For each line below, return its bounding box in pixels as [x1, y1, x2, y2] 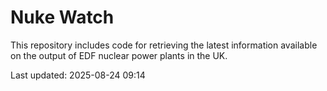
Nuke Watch [10, 6, 115, 29]
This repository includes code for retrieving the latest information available [10, 39, 318, 51]
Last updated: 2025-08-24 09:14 [10, 69, 146, 81]
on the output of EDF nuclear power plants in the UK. [10, 49, 228, 61]
